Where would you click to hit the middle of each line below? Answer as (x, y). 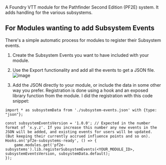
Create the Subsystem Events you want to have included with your (81, 55)
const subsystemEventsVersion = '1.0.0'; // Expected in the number (78, 123)
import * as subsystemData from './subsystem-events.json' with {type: (81, 110)
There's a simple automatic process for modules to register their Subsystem (83, 40)
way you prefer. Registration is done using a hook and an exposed (80, 90)
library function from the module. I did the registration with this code (83, 95)
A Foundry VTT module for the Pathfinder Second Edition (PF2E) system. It (82, 7)
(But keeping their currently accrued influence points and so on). (78, 136)
